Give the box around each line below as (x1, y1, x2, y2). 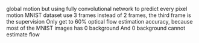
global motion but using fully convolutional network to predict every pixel (6, 5, 188, 12)
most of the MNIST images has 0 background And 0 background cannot (6, 24, 186, 31)
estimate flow (6, 31, 40, 38)
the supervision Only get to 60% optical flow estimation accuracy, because (6, 18, 193, 25)
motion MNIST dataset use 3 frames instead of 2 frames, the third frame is (6, 12, 191, 19)
